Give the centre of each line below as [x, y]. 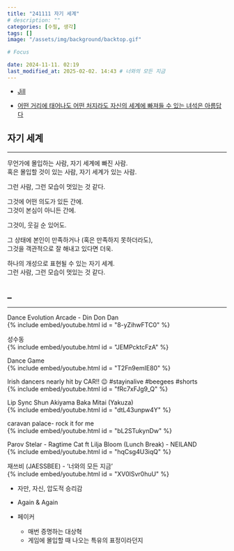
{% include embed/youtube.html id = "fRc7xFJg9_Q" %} [88, 389]
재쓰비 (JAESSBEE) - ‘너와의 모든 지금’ [60, 466]
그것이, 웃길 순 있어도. [37, 225]
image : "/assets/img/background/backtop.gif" [74, 40]
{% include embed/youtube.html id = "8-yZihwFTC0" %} [89, 325]
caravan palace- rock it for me [50, 423]
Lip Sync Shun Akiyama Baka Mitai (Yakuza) [70, 402]
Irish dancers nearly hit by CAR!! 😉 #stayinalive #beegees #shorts [102, 382]
